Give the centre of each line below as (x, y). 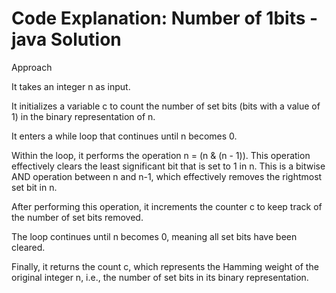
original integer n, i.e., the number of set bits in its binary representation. (160, 277)
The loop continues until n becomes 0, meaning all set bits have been (154, 236)
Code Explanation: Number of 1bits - (165, 18)
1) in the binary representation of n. (83, 116)
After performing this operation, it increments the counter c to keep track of (167, 206)
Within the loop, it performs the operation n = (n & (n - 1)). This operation (161, 155)
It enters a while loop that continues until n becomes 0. (124, 136)
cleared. (28, 247)
